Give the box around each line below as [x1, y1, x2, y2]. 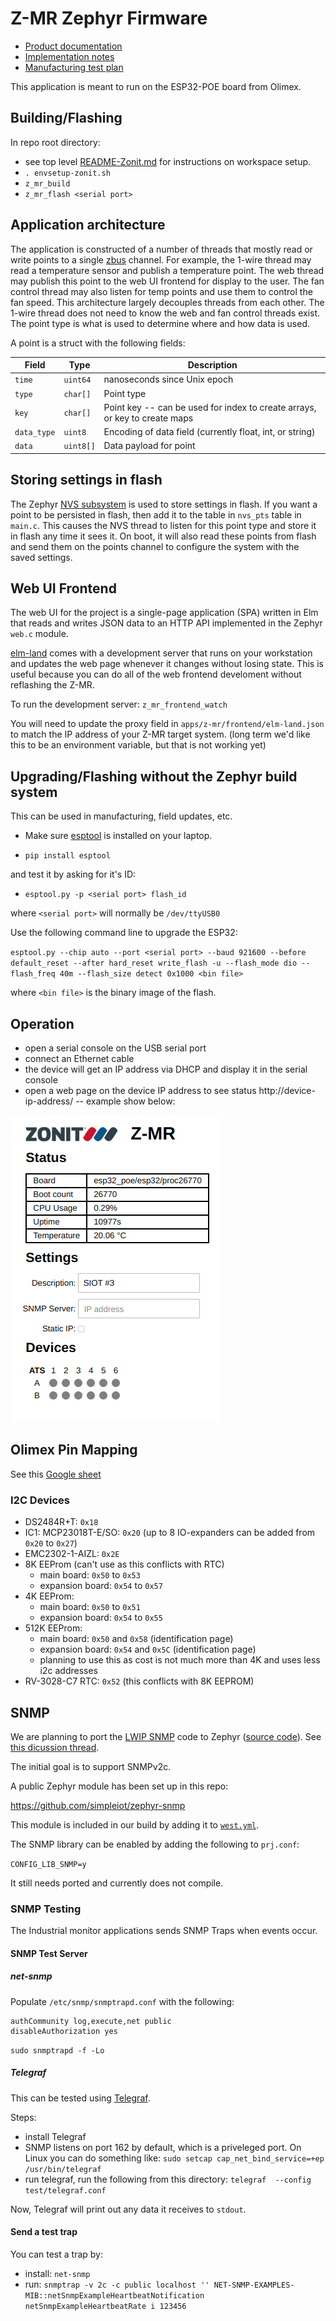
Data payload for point [103, 440, 196, 452]
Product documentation [24, 40, 123, 52]
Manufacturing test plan [24, 61, 124, 73]
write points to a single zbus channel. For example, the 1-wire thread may [10, 253, 312, 266]
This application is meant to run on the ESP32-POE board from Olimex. [10, 80, 302, 92]
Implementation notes [24, 50, 115, 62]
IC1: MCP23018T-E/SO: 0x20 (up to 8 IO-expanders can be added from [24, 1527, 316, 1539]
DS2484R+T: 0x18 [24, 1516, 99, 1528]
